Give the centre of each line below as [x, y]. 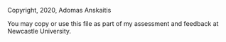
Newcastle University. [39, 31]
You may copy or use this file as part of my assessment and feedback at [113, 23]
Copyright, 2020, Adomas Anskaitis [59, 10]
